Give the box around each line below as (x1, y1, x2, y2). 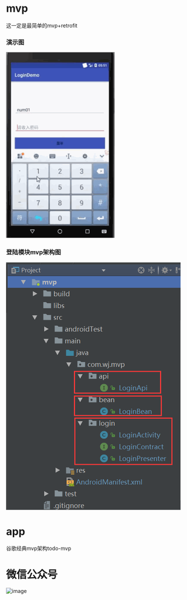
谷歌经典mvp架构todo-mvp (6, 545, 72, 552)
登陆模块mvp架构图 (6, 248, 62, 256)
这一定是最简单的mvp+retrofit (6, 22, 78, 29)
